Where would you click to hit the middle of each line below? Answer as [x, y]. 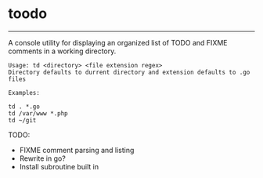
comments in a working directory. [62, 51]
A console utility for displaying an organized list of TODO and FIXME [118, 42]
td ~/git [22, 120]
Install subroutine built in [59, 166]
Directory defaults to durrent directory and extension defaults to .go [129, 72]
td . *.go [24, 107]
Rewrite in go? [43, 158]
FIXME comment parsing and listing [77, 150]
